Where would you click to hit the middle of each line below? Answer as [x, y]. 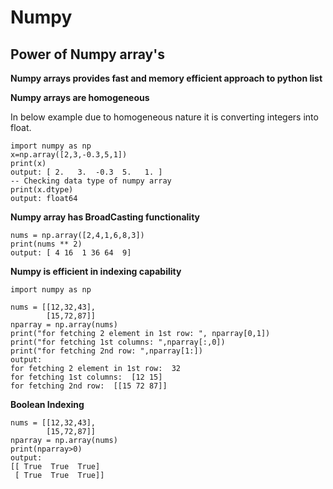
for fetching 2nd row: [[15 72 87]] [89, 386]
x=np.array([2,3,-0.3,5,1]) [69, 155]
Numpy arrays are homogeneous [80, 97]
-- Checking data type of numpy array [91, 181]
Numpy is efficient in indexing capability [96, 271]
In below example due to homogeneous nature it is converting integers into [164, 117]
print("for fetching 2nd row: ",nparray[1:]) [106, 351]
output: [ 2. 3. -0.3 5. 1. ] [86, 172]
